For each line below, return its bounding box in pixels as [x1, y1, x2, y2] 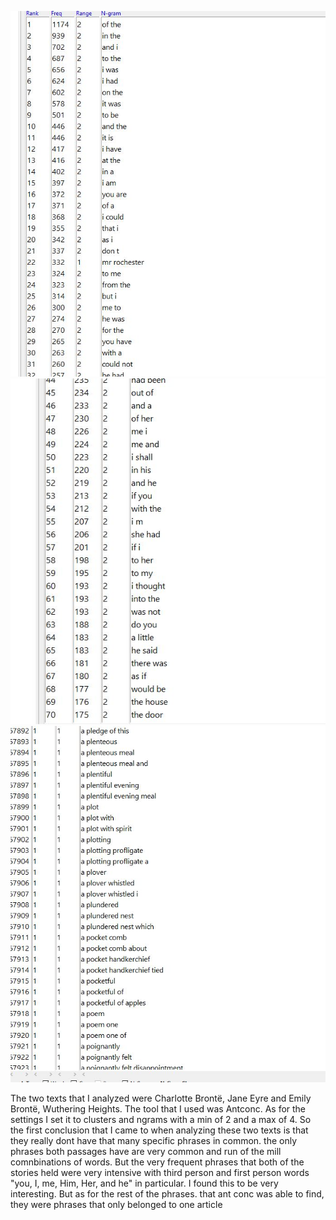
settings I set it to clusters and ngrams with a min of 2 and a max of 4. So [10, 1114, 312, 1126]
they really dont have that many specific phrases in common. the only [10, 1135, 298, 1147]
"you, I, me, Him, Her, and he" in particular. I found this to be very [10, 1177, 279, 1190]
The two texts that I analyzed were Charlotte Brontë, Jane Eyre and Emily [10, 1092, 312, 1105]
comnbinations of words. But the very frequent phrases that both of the [10, 1156, 305, 1168]
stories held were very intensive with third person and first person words [10, 1167, 310, 1179]
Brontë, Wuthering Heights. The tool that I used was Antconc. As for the [10, 1103, 307, 1115]
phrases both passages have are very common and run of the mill [10, 1146, 282, 1158]
